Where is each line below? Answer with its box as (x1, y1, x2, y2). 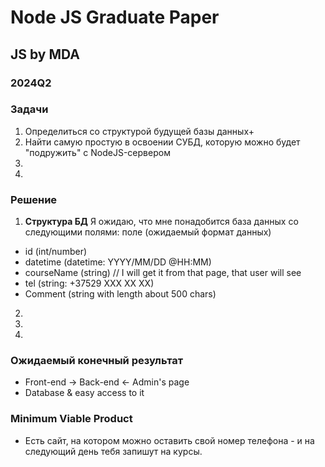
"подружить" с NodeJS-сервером (24, 146, 171, 158)
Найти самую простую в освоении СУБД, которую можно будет (24, 136, 301, 148)
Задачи (10, 102, 49, 116)
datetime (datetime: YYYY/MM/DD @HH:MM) (24, 256, 212, 268)
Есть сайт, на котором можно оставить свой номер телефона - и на (24, 434, 315, 446)
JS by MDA (10, 46, 80, 63)
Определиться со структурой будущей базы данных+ (24, 125, 255, 137)
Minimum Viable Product (10, 412, 133, 426)
